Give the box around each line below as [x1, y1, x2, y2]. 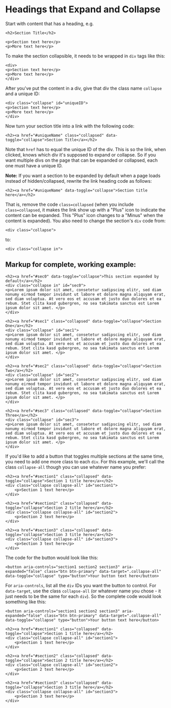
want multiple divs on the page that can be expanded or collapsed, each [5, 157, 158, 163]
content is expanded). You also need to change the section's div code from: [5, 218, 166, 224]
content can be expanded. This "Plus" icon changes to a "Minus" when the [5, 212, 163, 218]
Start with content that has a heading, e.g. [5, 20, 94, 27]
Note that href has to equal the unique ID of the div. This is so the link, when [5, 146, 166, 152]
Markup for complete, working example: [5, 260, 137, 269]
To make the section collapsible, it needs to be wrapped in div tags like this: [5, 53, 165, 59]
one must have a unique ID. [5, 162, 63, 168]
